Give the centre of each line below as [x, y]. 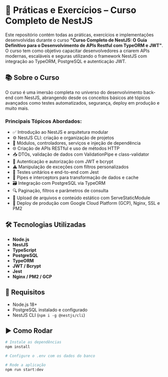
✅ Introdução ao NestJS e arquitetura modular [60, 132]
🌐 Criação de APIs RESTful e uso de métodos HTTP [66, 148]
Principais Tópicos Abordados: [44, 121]
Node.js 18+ [25, 304]
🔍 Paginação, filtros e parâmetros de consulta [60, 191]
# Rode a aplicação [26, 365]
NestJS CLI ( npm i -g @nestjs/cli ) [49, 315]
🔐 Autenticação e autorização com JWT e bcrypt [63, 162]
